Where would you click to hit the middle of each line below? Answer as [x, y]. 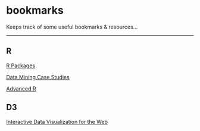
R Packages [21, 65]
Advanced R [21, 88]
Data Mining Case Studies [38, 77]
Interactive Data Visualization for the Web [57, 121]
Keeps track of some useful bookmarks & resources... [72, 27]
